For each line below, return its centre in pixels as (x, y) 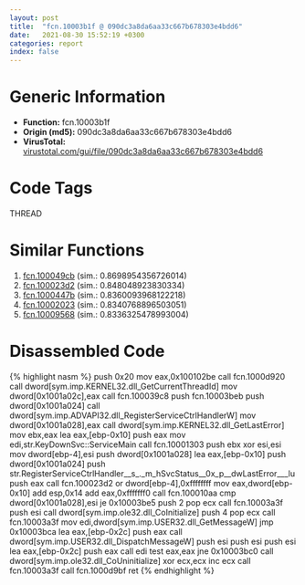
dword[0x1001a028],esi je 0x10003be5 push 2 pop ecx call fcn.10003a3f (147, 502)
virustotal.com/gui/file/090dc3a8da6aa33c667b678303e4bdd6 (142, 151)
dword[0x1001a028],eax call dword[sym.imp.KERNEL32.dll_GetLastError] (147, 424)
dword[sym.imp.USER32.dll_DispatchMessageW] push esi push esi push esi (153, 541)
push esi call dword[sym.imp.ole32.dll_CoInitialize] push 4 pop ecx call (142, 512)
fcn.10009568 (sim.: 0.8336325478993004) (105, 314)
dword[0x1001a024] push (58, 464)
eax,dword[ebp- (262, 483)
